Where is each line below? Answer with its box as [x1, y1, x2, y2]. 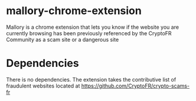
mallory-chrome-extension [6, 4, 142, 18]
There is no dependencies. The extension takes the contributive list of [6, 76, 177, 83]
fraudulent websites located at [6, 82, 80, 89]
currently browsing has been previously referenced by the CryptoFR [6, 29, 172, 36]
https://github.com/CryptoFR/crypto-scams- [81, 82, 190, 89]
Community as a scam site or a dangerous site [6, 36, 119, 43]
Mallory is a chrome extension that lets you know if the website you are [6, 23, 179, 31]
